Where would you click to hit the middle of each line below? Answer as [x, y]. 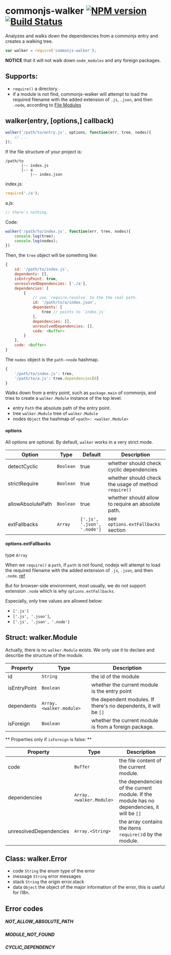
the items [130, 828]
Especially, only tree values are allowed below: [54, 601]
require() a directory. [35, 89]
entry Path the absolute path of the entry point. [62, 408]
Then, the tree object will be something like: [52, 255]
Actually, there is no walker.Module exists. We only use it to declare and [80, 650]
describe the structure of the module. [45, 655]
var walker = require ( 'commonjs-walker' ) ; [51, 50]
